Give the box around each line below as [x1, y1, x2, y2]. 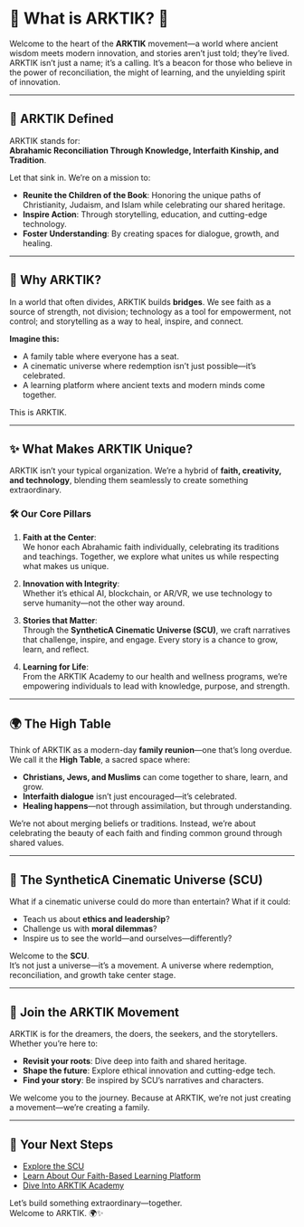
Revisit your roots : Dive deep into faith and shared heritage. [22, 1056, 247, 1067]
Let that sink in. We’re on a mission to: [9, 172, 151, 183]
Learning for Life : [22, 661, 89, 672]
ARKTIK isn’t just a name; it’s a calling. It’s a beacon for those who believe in [9, 57, 292, 68]
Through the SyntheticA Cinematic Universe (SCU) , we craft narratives [22, 624, 291, 635]
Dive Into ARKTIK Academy [22, 1180, 125, 1191]
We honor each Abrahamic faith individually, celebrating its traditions [22, 541, 280, 552]
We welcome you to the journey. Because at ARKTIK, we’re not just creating [9, 1092, 291, 1103]
